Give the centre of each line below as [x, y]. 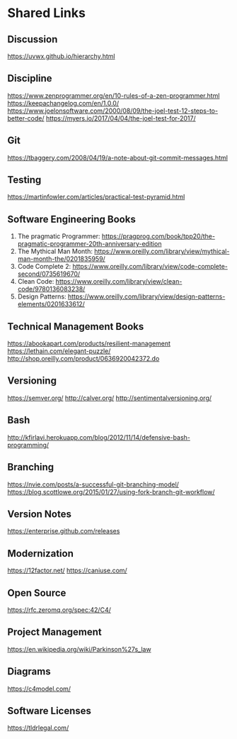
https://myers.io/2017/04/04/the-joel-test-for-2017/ [121, 118]
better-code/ [26, 118]
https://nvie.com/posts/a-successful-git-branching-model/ [93, 484]
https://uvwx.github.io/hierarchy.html [61, 56]
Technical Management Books [76, 327]
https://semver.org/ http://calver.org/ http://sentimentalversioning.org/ [110, 398]
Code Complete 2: [44, 267]
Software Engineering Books [71, 219]
